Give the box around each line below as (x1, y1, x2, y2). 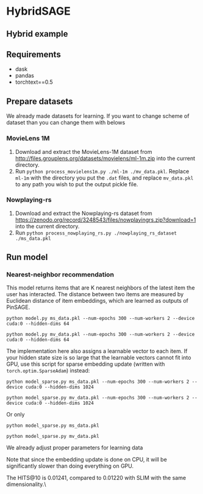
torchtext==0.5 (15, 78, 53, 86)
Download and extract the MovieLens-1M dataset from (15, 148, 152, 155)
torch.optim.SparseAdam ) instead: (6, 367, 90, 374)
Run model (6, 252, 48, 263)
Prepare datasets (6, 96, 73, 106)
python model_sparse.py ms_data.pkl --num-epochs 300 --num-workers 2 (6, 379, 190, 385)
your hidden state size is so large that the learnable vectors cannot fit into (6, 354, 191, 361)
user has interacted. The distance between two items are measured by (6, 291, 184, 298)
